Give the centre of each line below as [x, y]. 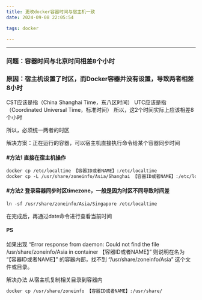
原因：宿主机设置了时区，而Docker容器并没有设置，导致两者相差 [100, 79]
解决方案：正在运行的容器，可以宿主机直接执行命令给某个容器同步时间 [93, 142]
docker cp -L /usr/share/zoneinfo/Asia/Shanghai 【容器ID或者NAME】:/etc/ [99, 176]
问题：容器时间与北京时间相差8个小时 [61, 61]
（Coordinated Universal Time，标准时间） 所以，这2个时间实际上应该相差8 [100, 109]
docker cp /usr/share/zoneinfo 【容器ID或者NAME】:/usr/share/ [84, 291]
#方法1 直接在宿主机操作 [36, 158]
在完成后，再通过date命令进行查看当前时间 [59, 216]
